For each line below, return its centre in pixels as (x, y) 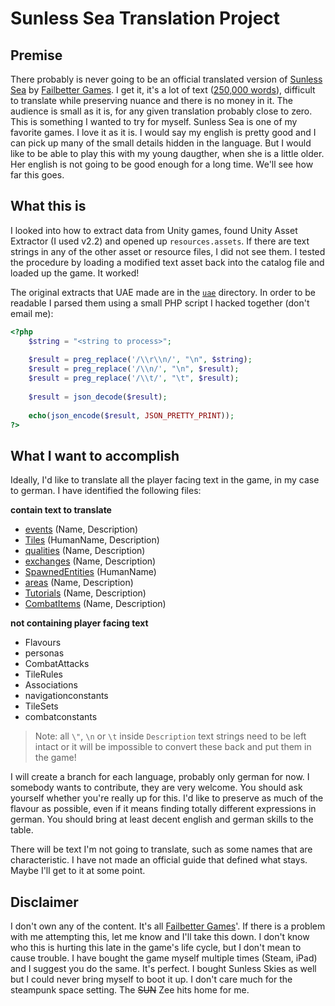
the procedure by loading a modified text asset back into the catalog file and (167, 262)
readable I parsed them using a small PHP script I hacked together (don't (160, 303)
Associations (51, 685)
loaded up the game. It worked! (75, 273)
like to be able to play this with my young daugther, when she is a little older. (167, 153)
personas (44, 653)
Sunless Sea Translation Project (145, 18)
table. (22, 830)
